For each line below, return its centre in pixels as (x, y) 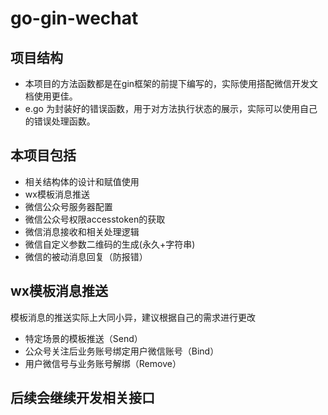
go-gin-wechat (74, 18)
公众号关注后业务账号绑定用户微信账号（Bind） (122, 351)
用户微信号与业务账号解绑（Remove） (103, 363)
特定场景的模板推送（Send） (83, 338)
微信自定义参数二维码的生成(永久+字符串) (110, 244)
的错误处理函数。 (60, 121)
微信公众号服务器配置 (68, 206)
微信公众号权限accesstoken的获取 (95, 219)
